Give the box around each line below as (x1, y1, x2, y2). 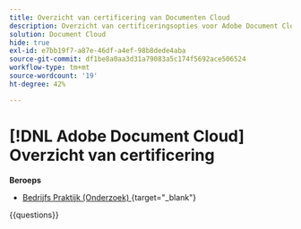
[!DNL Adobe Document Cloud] (9, 126, 245, 146)
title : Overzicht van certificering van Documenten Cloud (9, 13, 230, 22)
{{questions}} (9, 209, 60, 220)
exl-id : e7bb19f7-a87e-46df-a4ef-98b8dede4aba (9, 47, 186, 55)
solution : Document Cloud (9, 30, 106, 38)
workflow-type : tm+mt (9, 64, 90, 72)
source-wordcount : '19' (9, 72, 99, 81)
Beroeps (9, 174, 42, 185)
